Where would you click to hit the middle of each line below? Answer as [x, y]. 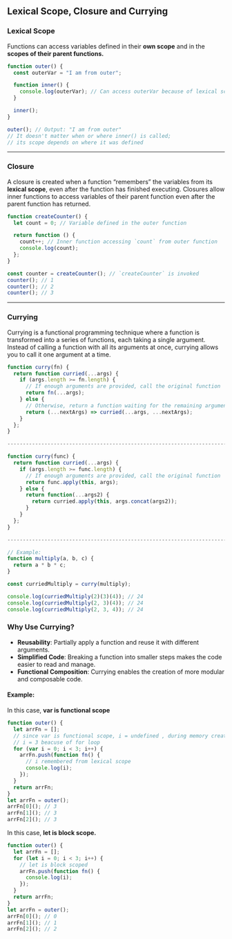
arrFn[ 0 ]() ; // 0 [32, 916]
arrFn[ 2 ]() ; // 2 [32, 929]
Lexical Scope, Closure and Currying [88, 11]
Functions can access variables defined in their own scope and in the [106, 46]
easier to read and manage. [56, 664]
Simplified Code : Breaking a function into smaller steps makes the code [119, 656]
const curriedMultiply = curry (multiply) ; [69, 584]
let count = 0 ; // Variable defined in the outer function [100, 223]
